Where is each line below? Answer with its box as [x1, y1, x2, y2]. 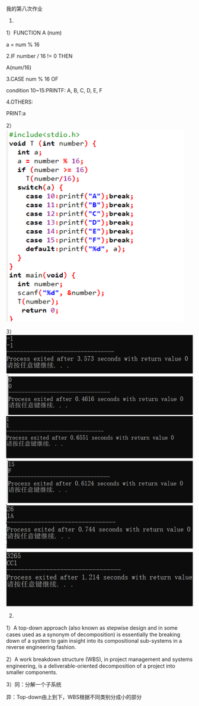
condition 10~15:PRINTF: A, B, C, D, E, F [6, 87, 102, 94]
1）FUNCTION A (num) [6, 29, 62, 36]
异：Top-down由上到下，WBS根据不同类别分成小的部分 [6, 694, 142, 701]
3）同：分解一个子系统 [6, 681, 62, 688]
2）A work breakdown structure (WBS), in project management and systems [6, 656, 193, 663]
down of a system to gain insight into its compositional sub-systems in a [6, 637, 182, 644]
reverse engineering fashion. [6, 644, 76, 651]
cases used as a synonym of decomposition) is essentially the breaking [6, 631, 181, 638]
